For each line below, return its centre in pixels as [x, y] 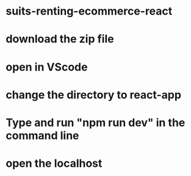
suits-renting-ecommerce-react [89, 11]
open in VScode [47, 67]
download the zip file [60, 39]
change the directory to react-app [93, 95]
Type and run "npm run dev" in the [95, 122]
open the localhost [54, 164]
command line [43, 136]
